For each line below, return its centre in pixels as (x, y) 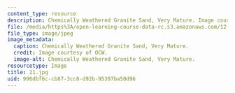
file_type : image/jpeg (40, 33)
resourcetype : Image (37, 66)
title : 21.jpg (28, 72)
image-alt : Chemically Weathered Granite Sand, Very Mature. (105, 59)
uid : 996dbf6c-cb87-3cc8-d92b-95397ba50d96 (72, 79)
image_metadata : (31, 40)
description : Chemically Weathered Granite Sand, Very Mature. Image (111, 20)
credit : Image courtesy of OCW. (61, 53)
